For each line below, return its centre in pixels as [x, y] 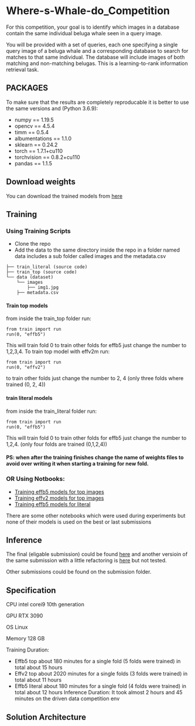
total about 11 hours [38, 680]
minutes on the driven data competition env [67, 698]
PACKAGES [27, 88]
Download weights [41, 182]
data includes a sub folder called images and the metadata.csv [90, 256]
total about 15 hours [38, 667]
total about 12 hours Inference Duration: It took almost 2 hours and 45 [98, 693]
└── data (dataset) [30, 277]
